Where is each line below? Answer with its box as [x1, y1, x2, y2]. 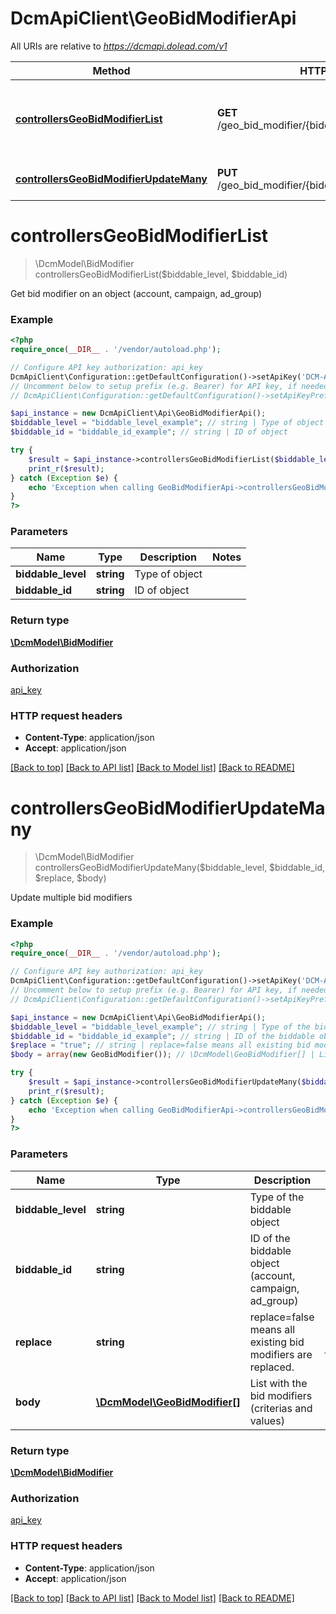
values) [249, 1413, 285, 1427]
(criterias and [249, 1401, 313, 1415]
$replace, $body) [34, 872, 107, 884]
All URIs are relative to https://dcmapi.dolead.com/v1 [10, 40, 228, 52]
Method [92, 63, 131, 77]
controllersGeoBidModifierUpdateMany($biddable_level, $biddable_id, [34, 862, 326, 874]
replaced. [249, 1360, 295, 1374]
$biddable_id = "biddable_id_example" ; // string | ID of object [10, 427, 288, 437]
